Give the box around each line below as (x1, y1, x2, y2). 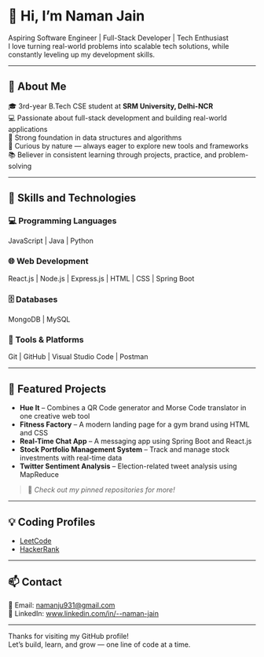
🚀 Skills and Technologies (8, 192, 137, 205)
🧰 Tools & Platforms (8, 334, 84, 345)
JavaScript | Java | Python (8, 236, 94, 246)
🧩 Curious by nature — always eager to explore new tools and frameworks (8, 141, 249, 150)
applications (8, 124, 48, 134)
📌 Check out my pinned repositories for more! (27, 485, 175, 494)
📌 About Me (8, 80, 67, 94)
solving (8, 161, 32, 171)
